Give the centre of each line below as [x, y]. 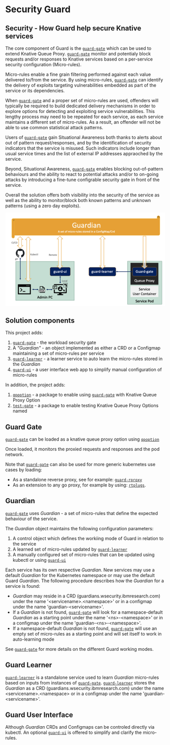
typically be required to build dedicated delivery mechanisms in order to [80, 106]
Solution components [40, 320]
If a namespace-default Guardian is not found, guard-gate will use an [85, 628]
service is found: [23, 586]
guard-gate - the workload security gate [54, 342]
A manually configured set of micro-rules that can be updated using [83, 554]
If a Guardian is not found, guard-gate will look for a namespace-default [88, 612]
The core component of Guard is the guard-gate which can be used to [78, 48]
